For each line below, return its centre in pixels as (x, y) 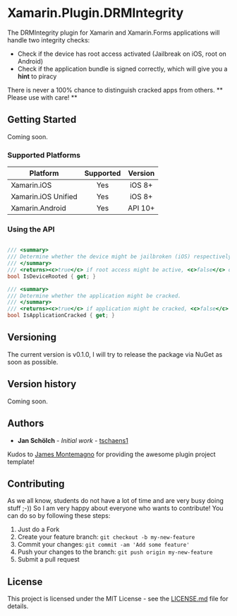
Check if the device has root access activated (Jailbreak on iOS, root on (122, 54)
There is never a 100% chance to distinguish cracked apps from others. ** (115, 90)
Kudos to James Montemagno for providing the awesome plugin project (112, 454)
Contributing (36, 484)
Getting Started (42, 120)
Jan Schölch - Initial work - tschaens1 (73, 440)
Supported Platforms (44, 155)
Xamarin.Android (39, 208)
